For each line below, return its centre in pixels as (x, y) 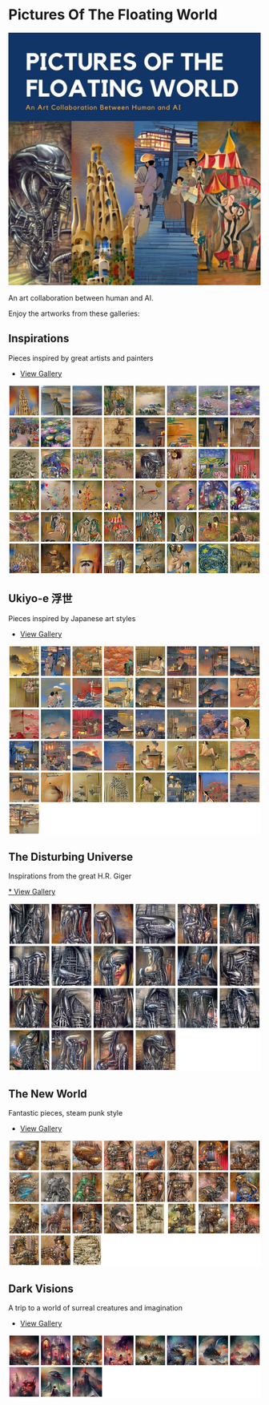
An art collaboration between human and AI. (81, 297)
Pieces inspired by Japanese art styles (72, 618)
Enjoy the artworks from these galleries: (74, 313)
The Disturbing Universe (71, 856)
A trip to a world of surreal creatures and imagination (95, 1308)
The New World (48, 1094)
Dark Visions (41, 1288)
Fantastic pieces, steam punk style (66, 1113)
